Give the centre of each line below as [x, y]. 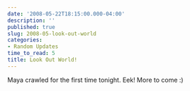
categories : [25, 40]
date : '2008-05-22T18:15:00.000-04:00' [66, 14]
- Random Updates [33, 47]
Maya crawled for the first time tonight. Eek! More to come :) [95, 80]
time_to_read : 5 [31, 54]
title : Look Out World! [43, 60]
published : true [31, 27]
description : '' [31, 20]
